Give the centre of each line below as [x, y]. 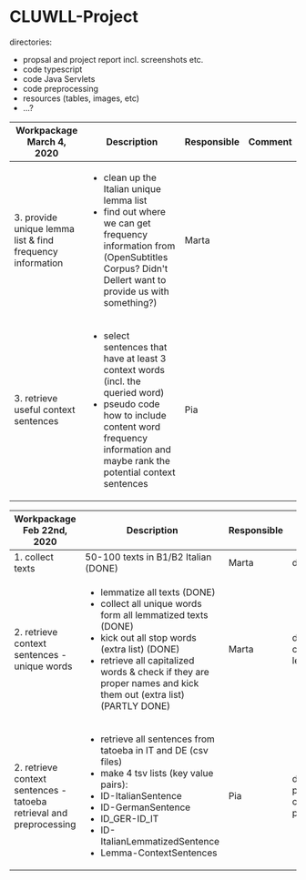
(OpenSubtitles [136, 257]
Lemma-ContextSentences [159, 853]
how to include [135, 415]
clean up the [130, 177]
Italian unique [132, 188]
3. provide [36, 217]
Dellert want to [135, 279]
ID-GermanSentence [146, 807]
